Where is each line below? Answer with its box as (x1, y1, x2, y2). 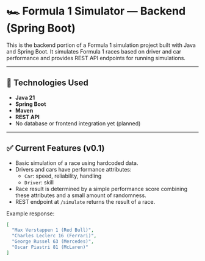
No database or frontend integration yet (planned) (15, 119, 141, 127)
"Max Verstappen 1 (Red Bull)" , (12, 227, 95, 234)
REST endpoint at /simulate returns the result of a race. (15, 198, 156, 205)
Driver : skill (24, 178, 54, 186)
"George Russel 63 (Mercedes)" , (12, 238, 95, 245)
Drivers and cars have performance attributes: (15, 165, 132, 173)
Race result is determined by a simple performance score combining (15, 185, 188, 192)
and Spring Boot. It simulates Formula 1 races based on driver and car (6, 47, 182, 55)
